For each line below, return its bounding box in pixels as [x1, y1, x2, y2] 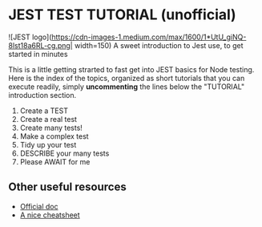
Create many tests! [19, 123, 83, 132]
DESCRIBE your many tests [19, 148, 110, 158]
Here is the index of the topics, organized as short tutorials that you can [8, 73, 245, 83]
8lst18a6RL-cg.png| [8, 40, 74, 50]
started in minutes [8, 49, 68, 59]
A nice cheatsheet [19, 210, 80, 220]
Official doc [19, 201, 58, 211]
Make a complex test [19, 131, 90, 141]
